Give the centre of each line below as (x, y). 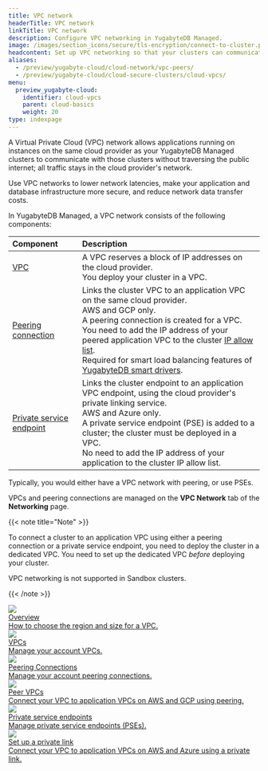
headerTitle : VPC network (51, 23)
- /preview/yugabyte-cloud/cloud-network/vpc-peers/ (105, 68)
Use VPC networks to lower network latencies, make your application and (129, 183)
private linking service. (125, 402)
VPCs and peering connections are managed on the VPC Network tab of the (134, 498)
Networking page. (39, 506)
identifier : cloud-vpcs (62, 97)
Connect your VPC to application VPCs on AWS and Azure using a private (129, 750)
